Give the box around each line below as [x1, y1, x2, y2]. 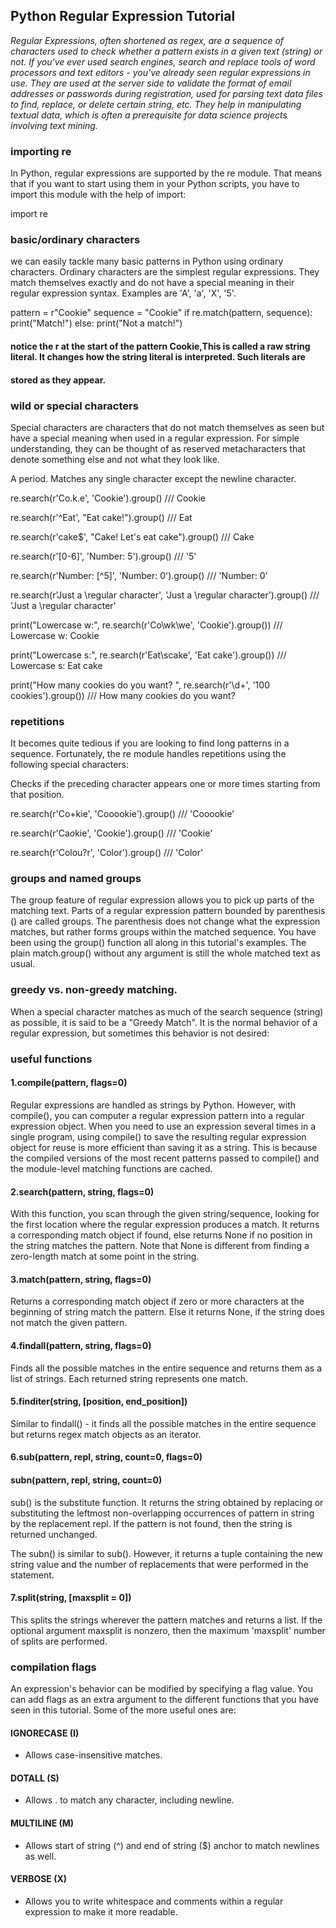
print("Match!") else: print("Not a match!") [10, 317, 183, 329]
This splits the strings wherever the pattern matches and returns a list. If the [10, 1614, 323, 1626]
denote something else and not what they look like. [10, 453, 220, 465]
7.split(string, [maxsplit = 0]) [10, 1592, 132, 1604]
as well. [24, 1850, 57, 1862]
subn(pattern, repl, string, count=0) [10, 1474, 163, 1486]
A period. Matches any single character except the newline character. [10, 472, 297, 484]
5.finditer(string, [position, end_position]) [10, 1395, 188, 1408]
